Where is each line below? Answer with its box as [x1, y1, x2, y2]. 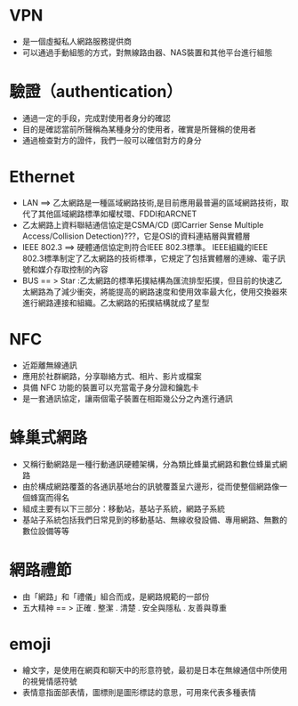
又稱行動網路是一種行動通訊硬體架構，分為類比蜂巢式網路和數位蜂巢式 [21, 458, 280, 469]
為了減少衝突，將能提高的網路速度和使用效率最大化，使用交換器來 [45, 286, 287, 296]
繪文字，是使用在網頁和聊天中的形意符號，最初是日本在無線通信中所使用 [21, 664, 287, 675]
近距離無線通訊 [21, 360, 77, 370]
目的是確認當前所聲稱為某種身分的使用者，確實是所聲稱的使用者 [21, 124, 256, 134]
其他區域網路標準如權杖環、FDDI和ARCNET [37, 208, 197, 219]
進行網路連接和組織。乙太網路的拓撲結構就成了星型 [21, 297, 210, 308]
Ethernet [9, 166, 76, 187]
